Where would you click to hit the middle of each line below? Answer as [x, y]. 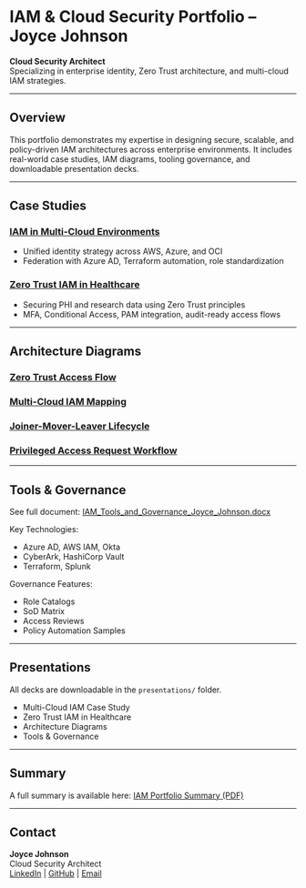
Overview [38, 118]
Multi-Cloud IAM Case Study [76, 707]
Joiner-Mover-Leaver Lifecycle [80, 426]
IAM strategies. [38, 80]
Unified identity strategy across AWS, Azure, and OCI [122, 251]
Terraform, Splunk [56, 566]
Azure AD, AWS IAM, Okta [71, 547]
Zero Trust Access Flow [63, 378]
